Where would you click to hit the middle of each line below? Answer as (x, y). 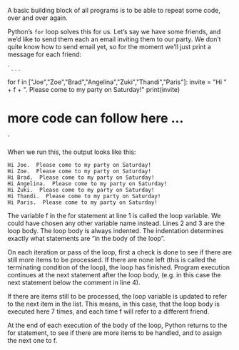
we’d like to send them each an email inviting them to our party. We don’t (114, 39)
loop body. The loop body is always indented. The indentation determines (116, 230)
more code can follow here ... (96, 119)
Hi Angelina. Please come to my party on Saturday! (87, 184)
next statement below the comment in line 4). (74, 282)
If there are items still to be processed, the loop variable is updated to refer (117, 296)
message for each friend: (45, 54)
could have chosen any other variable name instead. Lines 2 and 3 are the (116, 223)
